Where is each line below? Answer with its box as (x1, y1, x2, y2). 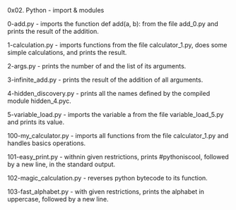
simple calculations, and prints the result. (7, 49, 127, 56)
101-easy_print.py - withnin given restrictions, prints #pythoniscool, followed (7, 153, 230, 161)
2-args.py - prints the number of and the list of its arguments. (7, 62, 187, 70)
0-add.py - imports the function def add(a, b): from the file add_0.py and (7, 20, 219, 27)
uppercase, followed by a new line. (7, 195, 109, 203)
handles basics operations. (7, 139, 86, 147)
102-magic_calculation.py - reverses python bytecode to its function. (7, 174, 208, 182)
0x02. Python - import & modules (7, 6, 105, 14)
